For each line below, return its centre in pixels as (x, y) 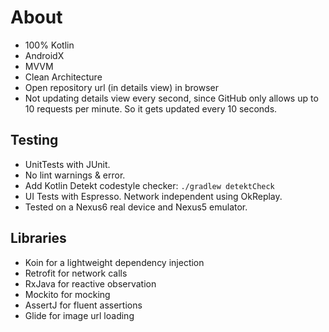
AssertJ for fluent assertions (83, 305)
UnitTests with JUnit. (67, 164)
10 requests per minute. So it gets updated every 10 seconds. (151, 108)
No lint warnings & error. (75, 175)
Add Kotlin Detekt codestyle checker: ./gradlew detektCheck (149, 185)
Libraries (38, 238)
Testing (34, 140)
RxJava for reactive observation (90, 283)
